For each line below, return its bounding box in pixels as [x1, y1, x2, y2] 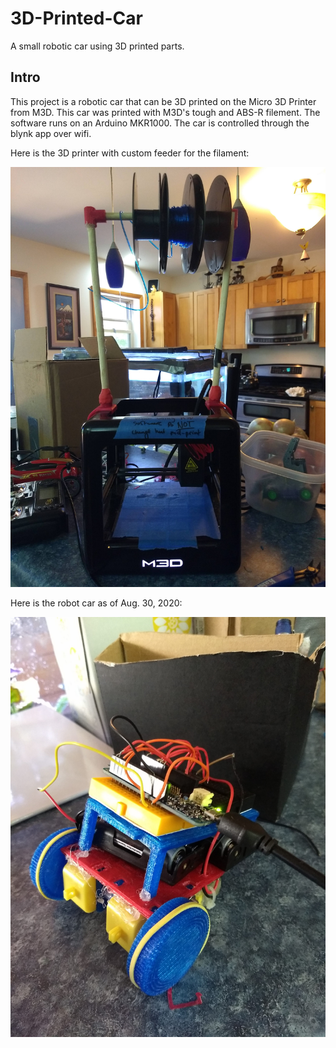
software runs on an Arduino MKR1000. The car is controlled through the [10, 117, 310, 129]
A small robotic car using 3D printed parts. [10, 40, 185, 52]
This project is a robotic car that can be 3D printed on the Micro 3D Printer [10, 95, 317, 107]
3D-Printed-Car [10, 7, 143, 30]
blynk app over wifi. [10, 127, 92, 139]
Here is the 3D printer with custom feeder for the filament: [10, 147, 250, 159]
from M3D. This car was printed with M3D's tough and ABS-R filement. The [10, 106, 321, 118]
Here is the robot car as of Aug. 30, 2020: [10, 597, 183, 609]
